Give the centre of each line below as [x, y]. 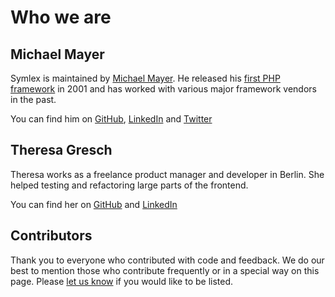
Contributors [51, 236]
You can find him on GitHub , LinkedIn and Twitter [111, 119]
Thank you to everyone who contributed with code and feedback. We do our [167, 260]
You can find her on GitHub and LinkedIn [94, 204]
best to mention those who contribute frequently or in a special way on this [165, 270]
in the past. [33, 99]
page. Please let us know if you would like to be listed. [122, 281]
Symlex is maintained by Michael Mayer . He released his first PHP [145, 78]
